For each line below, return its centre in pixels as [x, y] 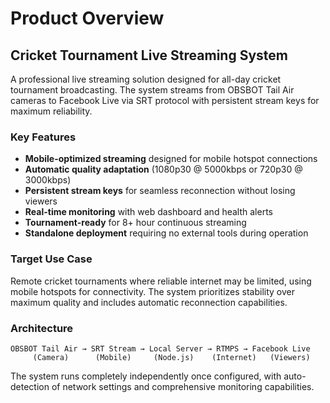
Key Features [43, 137]
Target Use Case [51, 259]
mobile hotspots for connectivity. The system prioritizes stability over [152, 291]
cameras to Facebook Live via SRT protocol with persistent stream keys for [165, 100]
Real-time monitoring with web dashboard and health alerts [148, 212]
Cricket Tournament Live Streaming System [149, 55]
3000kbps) [48, 180]
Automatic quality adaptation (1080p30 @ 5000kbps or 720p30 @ [163, 169]
